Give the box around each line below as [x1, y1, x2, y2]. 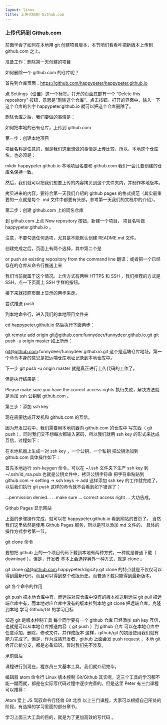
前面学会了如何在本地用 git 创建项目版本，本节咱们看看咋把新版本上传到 [5, 42, 153, 48]
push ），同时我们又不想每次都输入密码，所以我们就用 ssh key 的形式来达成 [5, 431, 160, 437]
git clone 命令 [5, 539, 33, 545]
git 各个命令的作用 [5, 583, 42, 589]
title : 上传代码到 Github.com [5, 12, 64, 17]
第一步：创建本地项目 [5, 135, 49, 141]
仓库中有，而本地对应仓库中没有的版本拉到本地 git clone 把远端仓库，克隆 [9, 600, 161, 606]
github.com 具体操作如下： [5, 454, 61, 460]
